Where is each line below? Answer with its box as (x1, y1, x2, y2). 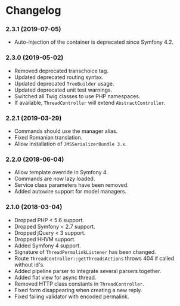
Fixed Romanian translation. (14, 134, 83, 141)
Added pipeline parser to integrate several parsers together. (14, 267, 162, 274)
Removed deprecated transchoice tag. (14, 67, 108, 74)
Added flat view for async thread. (14, 274, 97, 281)
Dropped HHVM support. (14, 235, 76, 243)
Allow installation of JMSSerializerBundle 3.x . (14, 140, 127, 147)
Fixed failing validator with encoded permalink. (14, 293, 129, 300)
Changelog (5, 4, 61, 17)
